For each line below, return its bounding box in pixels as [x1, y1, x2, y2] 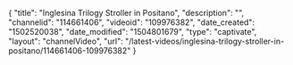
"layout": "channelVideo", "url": [8, 36, 124, 46]
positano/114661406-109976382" [8, 45, 131, 56]
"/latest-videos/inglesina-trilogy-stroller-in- [124, 36, 285, 46]
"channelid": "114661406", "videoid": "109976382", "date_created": [8, 17, 255, 28]
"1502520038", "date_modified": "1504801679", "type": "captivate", [8, 27, 257, 37]
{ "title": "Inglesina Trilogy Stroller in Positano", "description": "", [8, 8, 245, 18]
